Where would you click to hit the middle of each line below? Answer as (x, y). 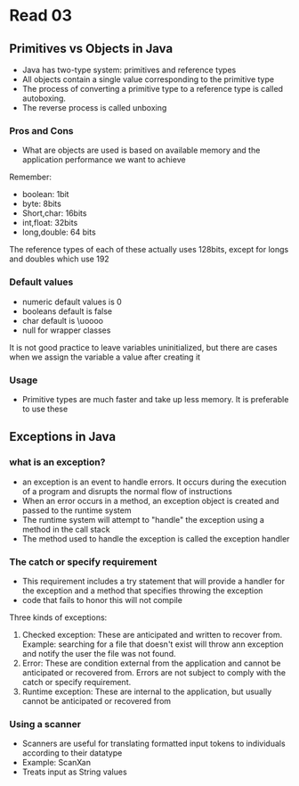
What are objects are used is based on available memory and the (141, 150)
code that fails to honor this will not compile (102, 600)
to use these (45, 409)
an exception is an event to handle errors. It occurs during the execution (154, 482)
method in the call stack (66, 529)
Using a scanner (45, 724)
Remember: (30, 177)
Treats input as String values (74, 772)
